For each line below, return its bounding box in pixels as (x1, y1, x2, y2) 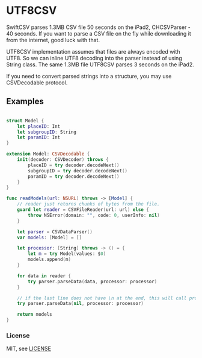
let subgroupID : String (17, 129, 77, 135)
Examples (6, 96, 44, 107)
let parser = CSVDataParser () (17, 228, 93, 235)
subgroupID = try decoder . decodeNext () (28, 168, 128, 174)
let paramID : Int (17, 134, 61, 140)
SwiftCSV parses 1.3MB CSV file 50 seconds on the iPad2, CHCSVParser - (6, 24, 191, 31)
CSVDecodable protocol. (6, 79, 68, 86)
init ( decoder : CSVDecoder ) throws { (17, 157, 109, 163)
